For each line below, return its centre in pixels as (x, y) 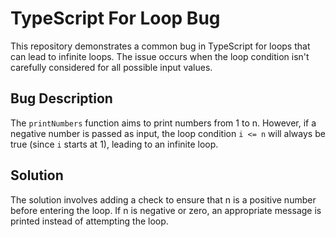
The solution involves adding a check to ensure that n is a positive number (163, 199)
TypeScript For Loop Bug (115, 18)
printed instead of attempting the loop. (89, 221)
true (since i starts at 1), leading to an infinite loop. (114, 144)
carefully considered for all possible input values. (111, 67)
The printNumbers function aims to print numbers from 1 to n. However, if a (163, 123)
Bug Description (61, 98)
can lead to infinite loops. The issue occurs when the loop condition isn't (160, 56)
